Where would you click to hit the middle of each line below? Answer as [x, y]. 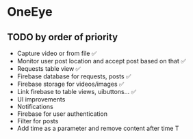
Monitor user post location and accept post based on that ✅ [101, 61]
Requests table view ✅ [49, 68]
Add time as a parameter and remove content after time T [98, 128]
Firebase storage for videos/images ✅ [70, 84]
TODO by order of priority [63, 37]
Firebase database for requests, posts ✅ [74, 76]
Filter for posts [38, 121]
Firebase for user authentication [62, 114]
